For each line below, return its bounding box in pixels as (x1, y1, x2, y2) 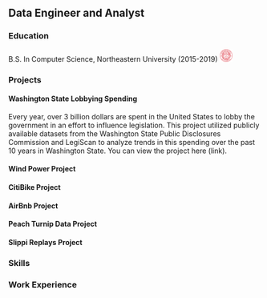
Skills (8, 257, 30, 268)
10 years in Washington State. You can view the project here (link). (8, 146, 227, 155)
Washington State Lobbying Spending (8, 94, 138, 103)
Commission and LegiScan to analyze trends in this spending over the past (8, 137, 255, 147)
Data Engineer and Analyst (8, 6, 145, 20)
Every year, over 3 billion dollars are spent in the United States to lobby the (8, 111, 255, 121)
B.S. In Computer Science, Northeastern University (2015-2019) (8, 54, 218, 63)
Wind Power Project (8, 164, 76, 174)
